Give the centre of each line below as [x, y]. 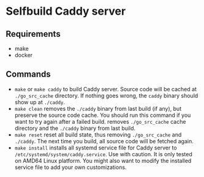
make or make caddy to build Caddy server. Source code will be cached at [106, 89]
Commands [28, 74]
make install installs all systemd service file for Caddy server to [96, 148]
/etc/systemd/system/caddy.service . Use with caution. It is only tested [103, 154]
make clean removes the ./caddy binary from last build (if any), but [98, 108]
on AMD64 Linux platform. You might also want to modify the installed [103, 160]
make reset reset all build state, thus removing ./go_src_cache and [98, 134]
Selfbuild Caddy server [66, 11]
